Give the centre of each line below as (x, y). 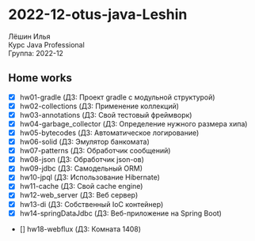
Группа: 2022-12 (36, 53)
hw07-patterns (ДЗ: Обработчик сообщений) (95, 151)
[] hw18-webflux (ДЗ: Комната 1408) (80, 229)
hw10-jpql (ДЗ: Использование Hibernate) (89, 177)
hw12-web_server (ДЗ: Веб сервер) (79, 195)
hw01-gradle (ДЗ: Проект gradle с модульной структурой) (117, 97)
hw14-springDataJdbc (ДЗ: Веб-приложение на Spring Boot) (120, 213)
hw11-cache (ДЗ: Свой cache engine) (81, 186)
